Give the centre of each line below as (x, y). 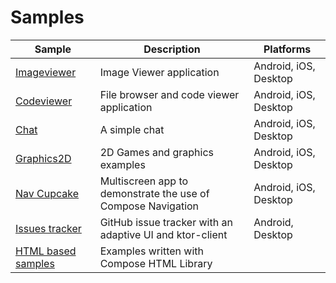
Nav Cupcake (47, 193)
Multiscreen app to (144, 181)
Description (172, 49)
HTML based (46, 251)
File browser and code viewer (169, 94)
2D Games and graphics (156, 152)
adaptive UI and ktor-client (163, 234)
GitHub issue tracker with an (166, 222)
